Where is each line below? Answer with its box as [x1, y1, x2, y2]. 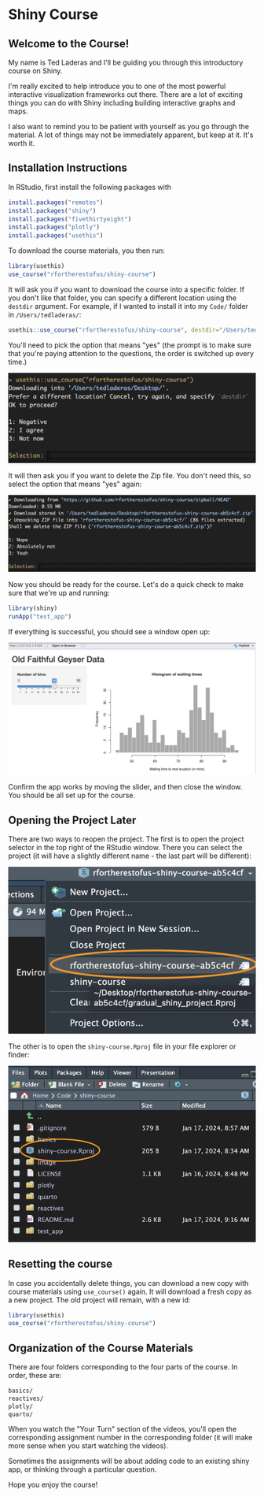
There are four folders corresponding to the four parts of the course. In [8, 1362, 238, 1372]
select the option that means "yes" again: [8, 479, 142, 489]
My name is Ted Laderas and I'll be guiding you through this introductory [8, 58, 244, 67]
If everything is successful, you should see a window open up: [8, 627, 211, 637]
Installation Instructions [8, 162, 128, 175]
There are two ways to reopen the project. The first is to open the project [8, 834, 244, 844]
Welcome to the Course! [8, 37, 130, 50]
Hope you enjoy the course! [8, 1480, 98, 1490]
